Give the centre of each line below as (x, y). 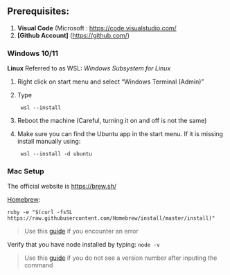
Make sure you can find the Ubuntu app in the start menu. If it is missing (120, 134)
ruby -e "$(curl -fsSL (40, 212)
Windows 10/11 (33, 53)
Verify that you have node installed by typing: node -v (84, 245)
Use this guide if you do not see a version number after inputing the (121, 258)
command (38, 265)
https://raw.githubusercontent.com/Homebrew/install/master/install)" (111, 218)
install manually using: (49, 142)
